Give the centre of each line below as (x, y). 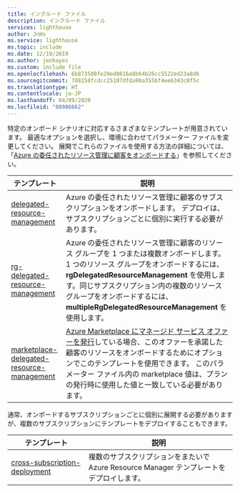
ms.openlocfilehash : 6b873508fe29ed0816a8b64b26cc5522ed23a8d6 (104, 74)
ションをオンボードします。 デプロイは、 (156, 208)
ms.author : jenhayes (38, 61)
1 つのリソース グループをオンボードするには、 (145, 264)
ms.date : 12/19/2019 (38, 54)
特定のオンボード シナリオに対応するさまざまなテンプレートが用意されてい (118, 128)
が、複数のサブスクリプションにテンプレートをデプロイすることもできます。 (120, 423)
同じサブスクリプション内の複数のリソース (151, 285)
